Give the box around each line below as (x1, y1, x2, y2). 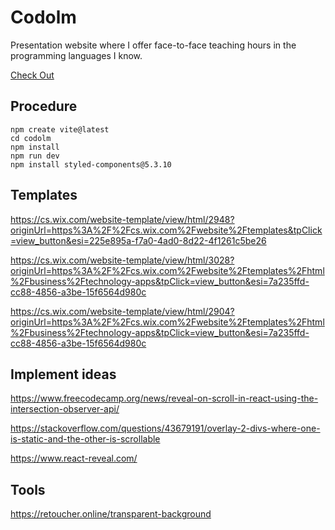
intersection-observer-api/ (10, 403, 120, 415)
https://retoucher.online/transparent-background (10, 508, 212, 520)
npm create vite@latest (10, 124, 110, 135)
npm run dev (10, 151, 60, 161)
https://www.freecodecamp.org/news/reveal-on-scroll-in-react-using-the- (10, 392, 319, 405)
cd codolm (10, 133, 52, 143)
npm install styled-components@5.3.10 (10, 159, 172, 170)
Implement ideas (10, 366, 117, 383)
